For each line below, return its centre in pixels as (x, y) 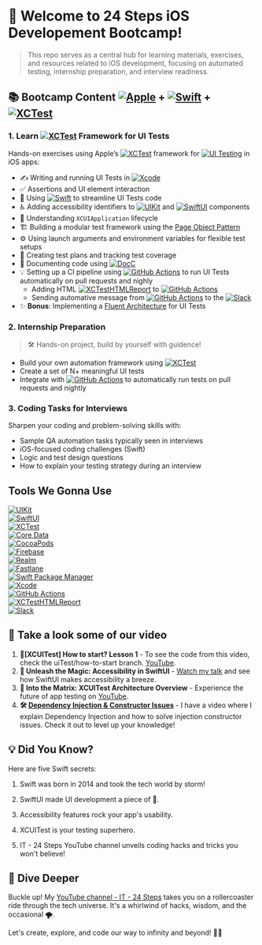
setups (31, 246)
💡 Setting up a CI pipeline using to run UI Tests (124, 272)
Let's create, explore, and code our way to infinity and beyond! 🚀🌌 (115, 933)
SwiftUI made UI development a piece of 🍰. (89, 799)
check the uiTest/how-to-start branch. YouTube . (98, 662)
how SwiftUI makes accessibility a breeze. (88, 679)
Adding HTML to (95, 289)
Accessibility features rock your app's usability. (96, 814)
